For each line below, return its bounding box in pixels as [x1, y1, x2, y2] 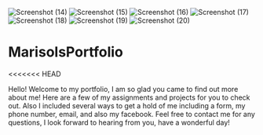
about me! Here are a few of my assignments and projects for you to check [8, 93, 250, 102]
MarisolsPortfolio [8, 43, 124, 61]
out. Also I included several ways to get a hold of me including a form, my [8, 100, 246, 110]
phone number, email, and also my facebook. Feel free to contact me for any [8, 109, 255, 119]
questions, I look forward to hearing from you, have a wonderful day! [8, 118, 230, 127]
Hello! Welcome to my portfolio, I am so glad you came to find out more [8, 84, 239, 93]
